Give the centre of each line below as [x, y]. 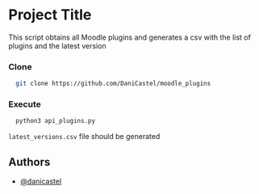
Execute [25, 104]
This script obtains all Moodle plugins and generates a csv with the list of [130, 37]
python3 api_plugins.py [55, 121]
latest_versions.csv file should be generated [84, 137]
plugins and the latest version [57, 45]
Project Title [50, 15]
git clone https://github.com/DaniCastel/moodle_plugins [113, 84]
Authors [29, 162]
